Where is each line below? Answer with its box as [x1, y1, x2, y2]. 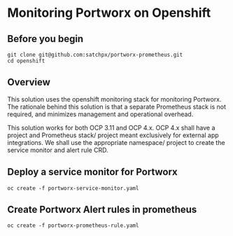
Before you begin [7, 33, 84, 45]
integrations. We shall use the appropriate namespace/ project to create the [7, 138, 225, 146]
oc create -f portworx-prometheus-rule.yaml [7, 222, 139, 229]
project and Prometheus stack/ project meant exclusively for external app [7, 131, 219, 139]
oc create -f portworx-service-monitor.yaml [7, 184, 139, 192]
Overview [7, 76, 51, 88]
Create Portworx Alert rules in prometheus [7, 204, 197, 216]
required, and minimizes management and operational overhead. [7, 110, 194, 118]
